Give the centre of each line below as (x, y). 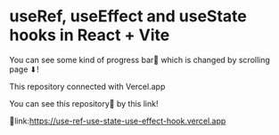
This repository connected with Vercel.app (87, 86)
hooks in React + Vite (90, 35)
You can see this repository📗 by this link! (84, 103)
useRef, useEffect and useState (128, 16)
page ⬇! (25, 69)
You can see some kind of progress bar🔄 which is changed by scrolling (139, 60)
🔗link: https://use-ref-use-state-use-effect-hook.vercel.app (118, 121)
